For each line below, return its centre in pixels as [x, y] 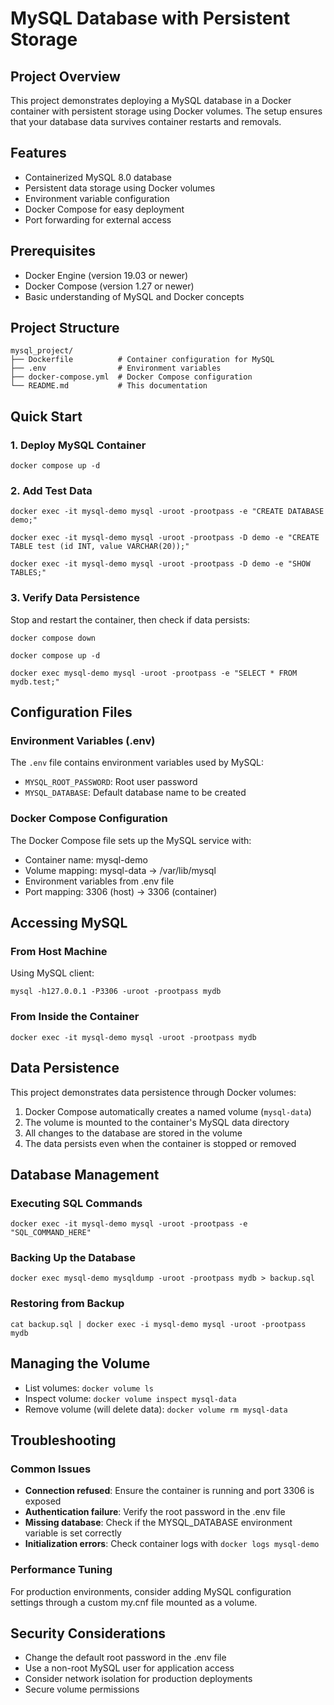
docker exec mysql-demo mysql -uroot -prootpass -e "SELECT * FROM [154, 673]
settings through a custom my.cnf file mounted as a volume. [134, 1602]
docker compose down [53, 638]
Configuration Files [71, 712]
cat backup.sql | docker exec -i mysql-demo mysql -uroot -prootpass [158, 1324]
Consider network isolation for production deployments [138, 1679]
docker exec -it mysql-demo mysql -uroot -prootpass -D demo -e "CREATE [165, 538]
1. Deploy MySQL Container [78, 445]
